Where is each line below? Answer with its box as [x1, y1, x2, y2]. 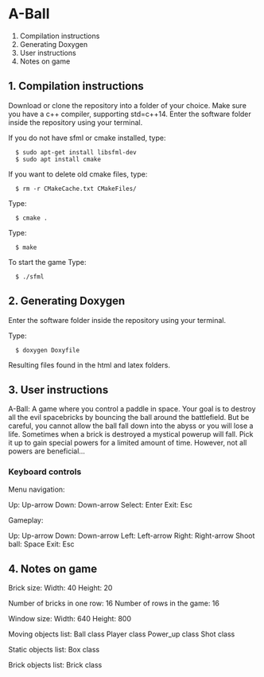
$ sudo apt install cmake [15, 155, 102, 163]
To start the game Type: [8, 257, 87, 267]
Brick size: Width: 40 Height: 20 [8, 583, 113, 593]
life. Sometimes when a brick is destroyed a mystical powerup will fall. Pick [8, 430, 254, 439]
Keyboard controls [8, 466, 82, 477]
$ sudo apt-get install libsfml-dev [15, 148, 137, 156]
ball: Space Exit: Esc [8, 539, 75, 549]
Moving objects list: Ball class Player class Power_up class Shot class [8, 629, 235, 639]
